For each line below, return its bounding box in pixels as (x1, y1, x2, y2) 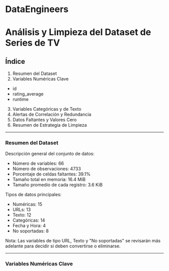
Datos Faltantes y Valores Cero (12, 117, 77, 123)
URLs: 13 (12, 207, 31, 213)
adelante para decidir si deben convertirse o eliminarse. (5, 243, 121, 249)
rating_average (12, 91, 44, 97)
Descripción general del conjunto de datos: (5, 151, 95, 157)
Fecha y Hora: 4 (12, 223, 46, 229)
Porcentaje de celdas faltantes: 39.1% (12, 171, 91, 177)
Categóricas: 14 (12, 217, 45, 223)
